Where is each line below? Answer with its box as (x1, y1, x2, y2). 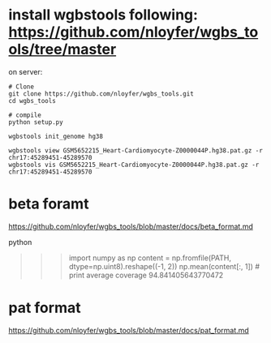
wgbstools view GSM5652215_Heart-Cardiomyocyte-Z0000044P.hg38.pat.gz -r (8, 146, 264, 155)
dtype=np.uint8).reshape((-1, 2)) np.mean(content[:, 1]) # (68, 261, 260, 271)
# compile (8, 111, 42, 119)
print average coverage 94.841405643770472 (68, 270, 224, 280)
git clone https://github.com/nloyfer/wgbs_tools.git (8, 89, 195, 98)
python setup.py (8, 118, 63, 126)
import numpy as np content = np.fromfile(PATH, (68, 253, 232, 263)
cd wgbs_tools (8, 96, 57, 105)
